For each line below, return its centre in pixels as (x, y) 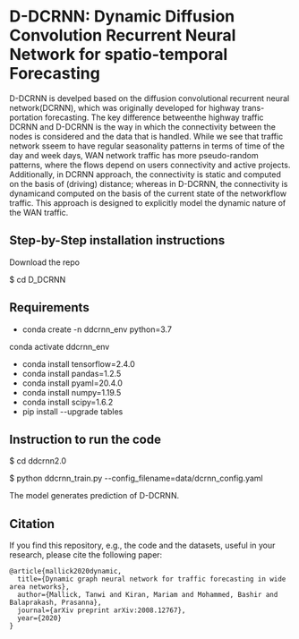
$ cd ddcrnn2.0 (38, 461)
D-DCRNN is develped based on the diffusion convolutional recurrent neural (149, 98)
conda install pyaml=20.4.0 (73, 383)
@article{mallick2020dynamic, (66, 571)
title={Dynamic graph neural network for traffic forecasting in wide (152, 579)
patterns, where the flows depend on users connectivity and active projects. (150, 165)
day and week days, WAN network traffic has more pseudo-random (134, 155)
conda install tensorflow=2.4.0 (79, 363)
